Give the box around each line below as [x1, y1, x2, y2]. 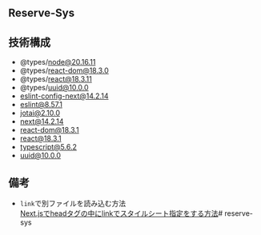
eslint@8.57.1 [19, 100, 62, 110]
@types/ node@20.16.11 [19, 58, 96, 67]
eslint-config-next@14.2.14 [19, 91, 109, 101]
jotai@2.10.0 [19, 108, 61, 118]
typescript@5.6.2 [19, 142, 78, 152]
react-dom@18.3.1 [19, 125, 80, 135]
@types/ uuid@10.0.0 [19, 83, 90, 93]
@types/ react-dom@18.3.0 [19, 66, 110, 75]
